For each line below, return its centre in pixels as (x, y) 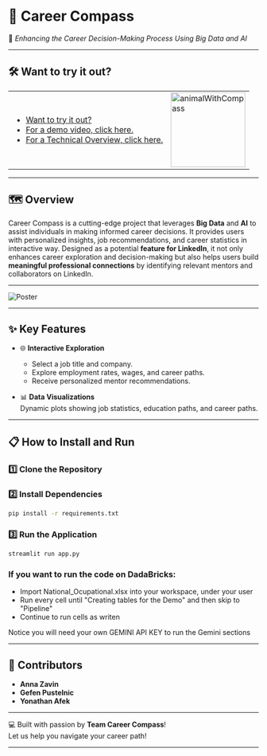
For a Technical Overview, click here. (95, 139)
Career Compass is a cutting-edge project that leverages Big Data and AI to (132, 223)
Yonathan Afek (45, 701)
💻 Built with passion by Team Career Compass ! (87, 725)
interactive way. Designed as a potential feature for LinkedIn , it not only (126, 248)
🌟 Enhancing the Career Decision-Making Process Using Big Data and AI (128, 38)
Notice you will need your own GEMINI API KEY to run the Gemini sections (130, 633)
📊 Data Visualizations (57, 397)
